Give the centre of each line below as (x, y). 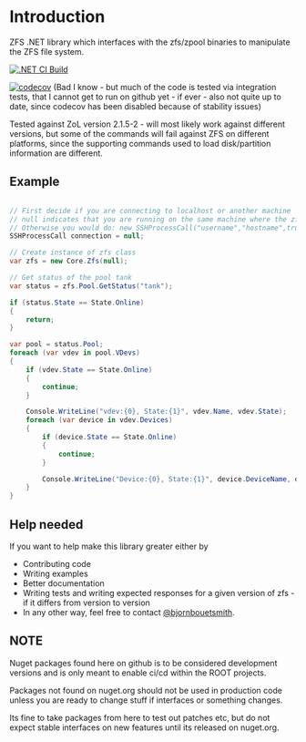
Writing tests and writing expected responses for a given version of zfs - (158, 593)
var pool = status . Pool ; (56, 345)
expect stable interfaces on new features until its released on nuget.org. (144, 727)
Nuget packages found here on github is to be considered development (143, 663)
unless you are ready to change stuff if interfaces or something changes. (146, 700)
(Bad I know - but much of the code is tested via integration (165, 87)
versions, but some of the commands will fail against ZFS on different (139, 133)
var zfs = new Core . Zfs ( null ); (69, 262)
